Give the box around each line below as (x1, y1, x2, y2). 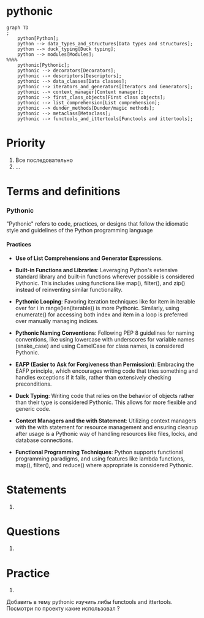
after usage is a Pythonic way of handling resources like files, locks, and (15, 430, 198, 437)
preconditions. (15, 380, 52, 387)
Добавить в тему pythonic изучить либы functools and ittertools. (6, 598, 173, 606)
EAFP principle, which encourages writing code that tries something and (15, 367, 198, 375)
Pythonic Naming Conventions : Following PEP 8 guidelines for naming (15, 329, 195, 337)
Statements (6, 483, 67, 497)
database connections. (15, 437, 74, 444)
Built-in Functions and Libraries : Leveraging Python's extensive (15, 266, 178, 273)
